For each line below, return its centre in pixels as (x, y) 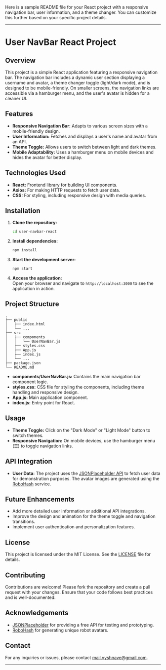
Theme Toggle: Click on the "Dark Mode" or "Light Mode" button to (81, 430)
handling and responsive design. (45, 392)
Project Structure (32, 304)
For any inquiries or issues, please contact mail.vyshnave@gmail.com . (77, 657)
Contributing (25, 575)
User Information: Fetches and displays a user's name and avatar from (84, 136)
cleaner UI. (16, 99)
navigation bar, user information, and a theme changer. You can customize (81, 12)
